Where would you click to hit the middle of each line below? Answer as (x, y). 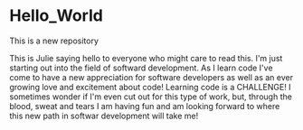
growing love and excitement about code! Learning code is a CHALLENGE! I (150, 87)
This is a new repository (54, 41)
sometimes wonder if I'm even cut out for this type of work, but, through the (151, 97)
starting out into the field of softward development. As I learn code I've (141, 68)
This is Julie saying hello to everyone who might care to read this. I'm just (146, 58)
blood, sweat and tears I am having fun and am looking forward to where (145, 106)
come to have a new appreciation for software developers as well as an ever (151, 77)
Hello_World (57, 16)
